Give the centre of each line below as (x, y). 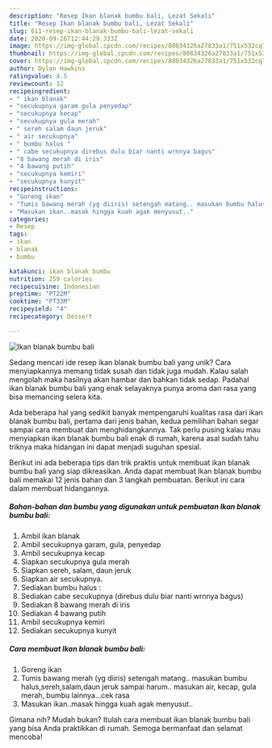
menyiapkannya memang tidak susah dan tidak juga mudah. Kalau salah (129, 371)
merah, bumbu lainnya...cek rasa (75, 695)
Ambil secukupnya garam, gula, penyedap (91, 544)
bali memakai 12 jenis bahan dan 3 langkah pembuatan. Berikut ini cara (127, 479)
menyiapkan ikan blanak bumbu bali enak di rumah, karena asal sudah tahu (134, 438)
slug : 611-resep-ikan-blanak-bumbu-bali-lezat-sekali (102, 31)
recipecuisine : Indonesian (54, 287)
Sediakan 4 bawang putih (63, 613)
